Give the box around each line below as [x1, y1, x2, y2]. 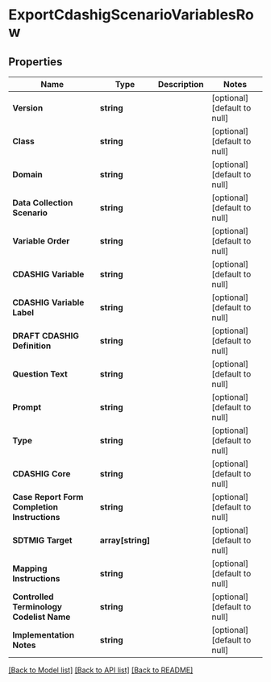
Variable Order [12, 235, 70, 247]
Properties [8, 55, 63, 69]
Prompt [12, 401, 42, 413]
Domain [12, 169, 43, 180]
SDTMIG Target [12, 534, 73, 546]
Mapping [12, 563, 48, 574]
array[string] [99, 534, 151, 546]
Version [12, 102, 44, 114]
